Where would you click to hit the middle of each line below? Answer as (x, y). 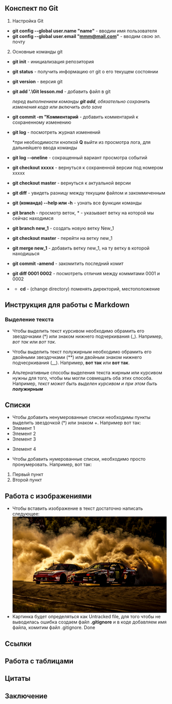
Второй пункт (27, 480)
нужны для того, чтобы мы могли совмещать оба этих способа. (82, 378)
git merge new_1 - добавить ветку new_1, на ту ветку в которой (81, 248)
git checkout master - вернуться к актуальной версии (72, 183)
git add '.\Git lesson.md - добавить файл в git (61, 91)
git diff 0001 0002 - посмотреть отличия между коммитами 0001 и (86, 273)
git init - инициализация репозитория (53, 62)
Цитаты (18, 679)
